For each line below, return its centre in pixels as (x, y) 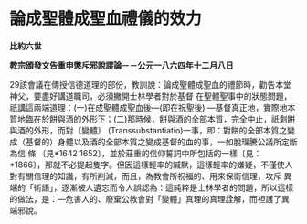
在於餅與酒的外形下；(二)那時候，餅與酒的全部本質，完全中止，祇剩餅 (164, 119)
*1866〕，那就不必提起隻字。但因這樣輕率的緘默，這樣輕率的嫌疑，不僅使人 (151, 165)
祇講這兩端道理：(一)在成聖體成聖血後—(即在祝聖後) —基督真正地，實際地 (148, 107)
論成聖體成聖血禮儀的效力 (106, 19)
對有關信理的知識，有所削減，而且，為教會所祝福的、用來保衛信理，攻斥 (145, 176)
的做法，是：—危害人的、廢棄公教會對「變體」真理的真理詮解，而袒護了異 (149, 198)
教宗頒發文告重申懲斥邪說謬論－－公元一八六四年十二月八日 (122, 65)
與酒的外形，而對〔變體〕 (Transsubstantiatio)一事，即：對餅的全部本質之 (148, 130)
